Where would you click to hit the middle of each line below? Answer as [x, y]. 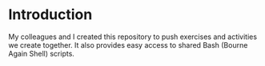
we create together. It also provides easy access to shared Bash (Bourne [128, 45]
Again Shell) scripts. [41, 53]
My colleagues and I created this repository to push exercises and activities [133, 37]
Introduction [50, 15]
